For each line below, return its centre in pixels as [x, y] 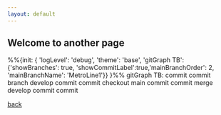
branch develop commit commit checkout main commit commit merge [110, 83]
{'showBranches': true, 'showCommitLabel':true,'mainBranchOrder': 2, [111, 68]
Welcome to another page [66, 43]
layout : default [31, 14]
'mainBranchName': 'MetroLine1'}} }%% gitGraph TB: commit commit [109, 75]
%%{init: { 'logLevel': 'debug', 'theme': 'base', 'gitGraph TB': [96, 60]
